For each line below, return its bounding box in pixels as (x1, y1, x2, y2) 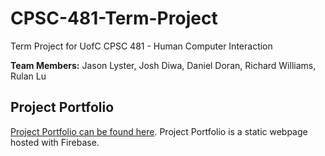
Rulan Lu (10, 70, 47, 82)
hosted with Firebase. (10, 136, 100, 148)
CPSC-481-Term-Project (10, 7, 218, 30)
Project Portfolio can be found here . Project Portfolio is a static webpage (10, 125, 308, 137)
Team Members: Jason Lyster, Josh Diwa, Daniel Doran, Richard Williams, (10, 59, 317, 71)
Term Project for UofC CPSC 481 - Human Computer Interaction (10, 40, 273, 52)
